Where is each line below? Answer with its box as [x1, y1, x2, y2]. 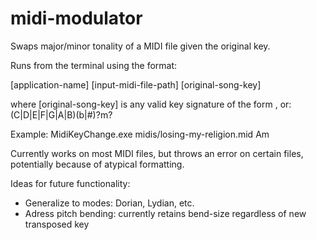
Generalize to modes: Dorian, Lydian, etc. [24, 197, 195, 209]
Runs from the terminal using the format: [10, 59, 178, 71]
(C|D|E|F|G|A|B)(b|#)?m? [10, 108, 113, 121]
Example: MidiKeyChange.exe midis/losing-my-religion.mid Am [10, 128, 270, 140]
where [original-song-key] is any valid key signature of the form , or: [10, 98, 292, 110]
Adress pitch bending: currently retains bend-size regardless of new [24, 207, 307, 219]
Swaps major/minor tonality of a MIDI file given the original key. [10, 40, 271, 52]
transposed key [24, 218, 90, 230]
